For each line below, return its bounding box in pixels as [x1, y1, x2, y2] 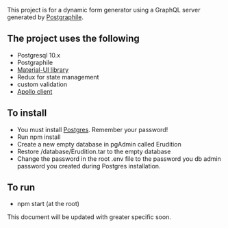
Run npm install [16, 133, 61, 141]
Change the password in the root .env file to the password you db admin [16, 154, 221, 163]
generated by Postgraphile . [7, 13, 84, 21]
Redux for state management [16, 73, 99, 81]
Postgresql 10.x [16, 51, 60, 59]
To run [7, 181, 36, 194]
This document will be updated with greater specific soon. [7, 213, 171, 221]
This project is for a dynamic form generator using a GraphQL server [7, 6, 201, 14]
